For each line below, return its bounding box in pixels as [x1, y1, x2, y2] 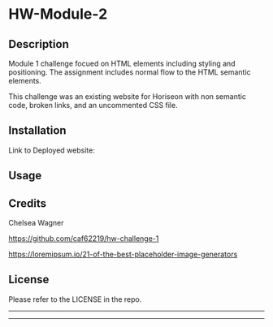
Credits [8, 196, 47, 210]
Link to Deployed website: [8, 145, 95, 155]
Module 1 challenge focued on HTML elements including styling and [8, 58, 236, 68]
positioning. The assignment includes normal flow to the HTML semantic [8, 67, 251, 77]
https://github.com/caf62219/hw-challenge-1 [8, 234, 159, 243]
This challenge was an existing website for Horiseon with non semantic [8, 92, 246, 101]
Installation [8, 123, 67, 138]
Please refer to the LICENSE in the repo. [8, 294, 142, 304]
